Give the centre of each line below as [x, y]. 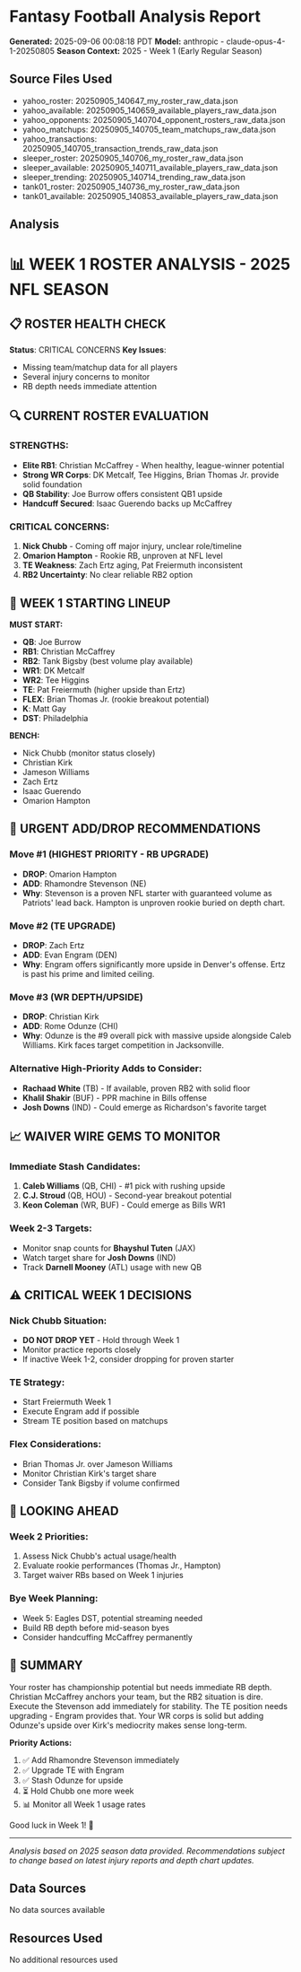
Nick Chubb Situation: [58, 1321]
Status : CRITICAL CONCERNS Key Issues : [88, 350]
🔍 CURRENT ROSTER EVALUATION [109, 416]
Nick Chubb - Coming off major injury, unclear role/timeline [132, 546]
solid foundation [52, 484]
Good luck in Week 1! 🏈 [52, 1825]
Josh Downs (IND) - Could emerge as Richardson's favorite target [144, 1107]
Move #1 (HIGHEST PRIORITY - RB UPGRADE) [109, 854]
